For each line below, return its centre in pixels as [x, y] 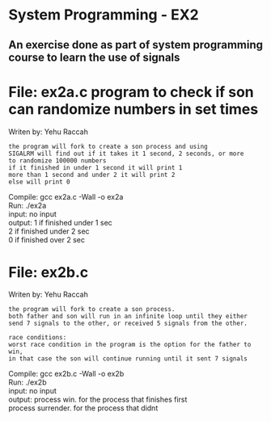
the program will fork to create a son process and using [108, 146]
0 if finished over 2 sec [47, 239]
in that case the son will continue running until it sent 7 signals [128, 359]
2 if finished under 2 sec [49, 231]
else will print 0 [39, 182]
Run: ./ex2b [28, 382]
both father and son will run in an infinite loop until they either [128, 317]
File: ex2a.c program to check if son [131, 92]
